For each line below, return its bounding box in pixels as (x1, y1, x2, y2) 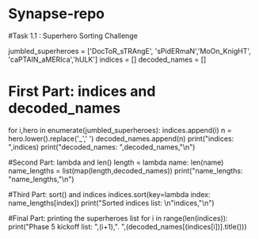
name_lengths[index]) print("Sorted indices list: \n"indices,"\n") (8, 198, 215, 207)
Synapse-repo (8, 5, 105, 23)
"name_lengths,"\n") (8, 174, 74, 184)
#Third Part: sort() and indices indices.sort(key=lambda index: (8, 189, 211, 199)
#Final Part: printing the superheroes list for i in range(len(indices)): (8, 213, 228, 222)
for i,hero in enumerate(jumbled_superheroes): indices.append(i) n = (8, 125, 232, 135)
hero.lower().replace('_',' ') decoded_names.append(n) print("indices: (8, 134, 234, 143)
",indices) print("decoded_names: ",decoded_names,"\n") (8, 142, 196, 151)
